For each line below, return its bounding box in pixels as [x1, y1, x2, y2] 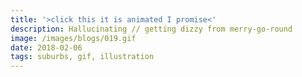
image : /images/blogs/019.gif [10, 33, 137, 43]
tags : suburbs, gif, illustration [10, 52, 155, 62]
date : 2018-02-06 [10, 42, 83, 53]
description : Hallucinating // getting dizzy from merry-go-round [10, 24, 293, 34]
